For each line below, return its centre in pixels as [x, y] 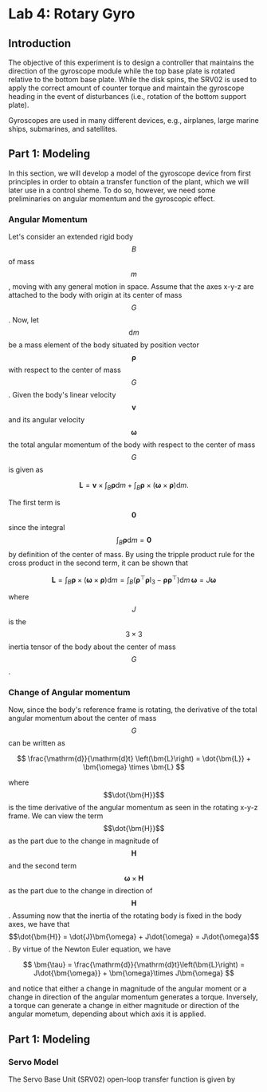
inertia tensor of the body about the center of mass [92, 647]
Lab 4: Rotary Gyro [72, 14]
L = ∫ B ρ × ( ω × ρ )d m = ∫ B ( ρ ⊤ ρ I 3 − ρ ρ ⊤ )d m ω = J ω [134, 580]
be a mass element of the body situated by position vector [104, 345]
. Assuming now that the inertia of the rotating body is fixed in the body [125, 916]
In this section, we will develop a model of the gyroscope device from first [130, 173]
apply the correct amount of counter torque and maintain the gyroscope [126, 88]
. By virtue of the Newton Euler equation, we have [90, 949]
